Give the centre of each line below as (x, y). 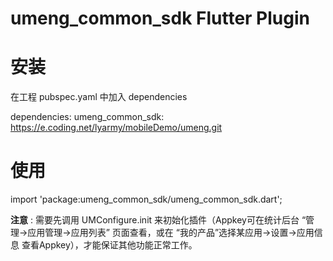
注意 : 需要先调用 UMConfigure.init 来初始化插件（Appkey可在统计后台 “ (158, 220)
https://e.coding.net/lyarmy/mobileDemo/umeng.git (116, 128)
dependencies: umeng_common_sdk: (87, 117)
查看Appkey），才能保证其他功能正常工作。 (109, 245)
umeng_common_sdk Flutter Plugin (160, 18)
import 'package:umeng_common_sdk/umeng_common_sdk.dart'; (146, 199)
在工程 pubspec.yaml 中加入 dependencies (99, 97)
